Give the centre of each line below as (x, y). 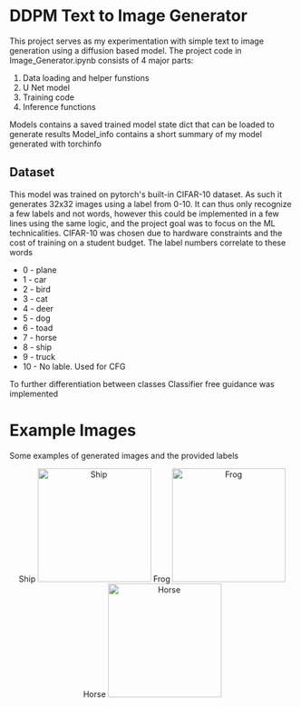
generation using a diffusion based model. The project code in (126, 50)
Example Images (73, 430)
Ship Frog (94, 579)
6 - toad (38, 327)
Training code (49, 97)
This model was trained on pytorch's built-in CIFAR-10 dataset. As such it (146, 194)
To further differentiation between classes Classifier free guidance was (142, 383)
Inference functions (59, 106)
